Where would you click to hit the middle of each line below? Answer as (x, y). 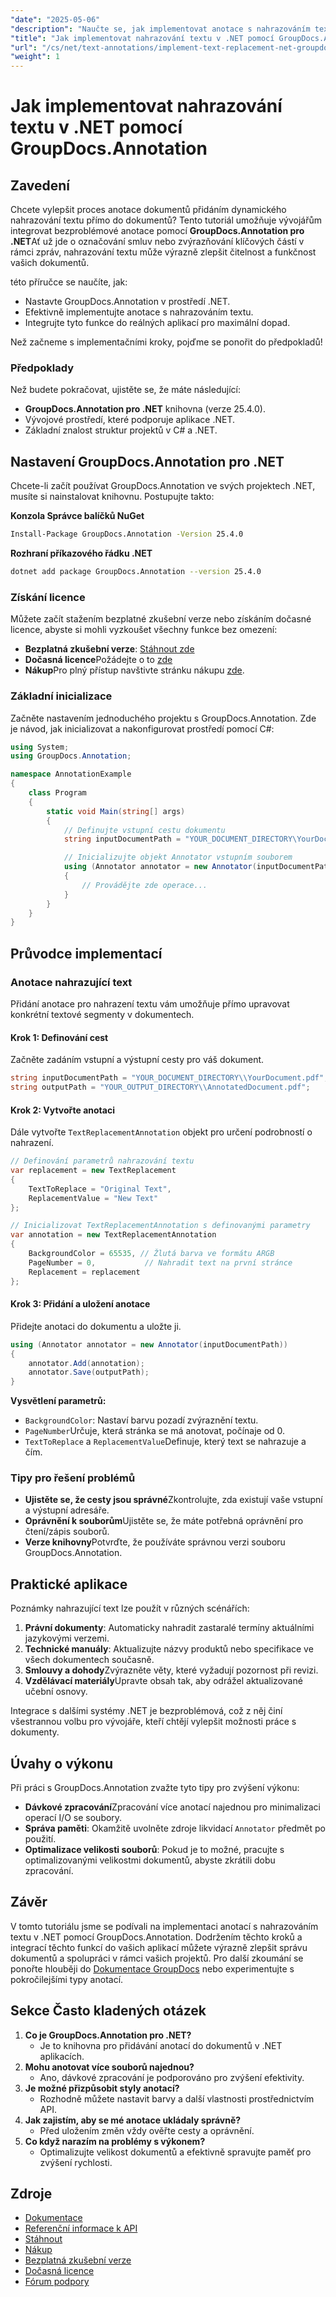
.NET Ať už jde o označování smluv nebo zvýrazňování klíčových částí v (157, 242)
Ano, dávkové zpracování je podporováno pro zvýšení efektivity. (172, 2077)
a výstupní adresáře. (67, 1510)
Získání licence (48, 597)
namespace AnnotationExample (71, 774)
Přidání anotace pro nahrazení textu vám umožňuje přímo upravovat (150, 1004)
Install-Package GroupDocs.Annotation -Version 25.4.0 (127, 534)
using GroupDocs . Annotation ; (71, 756)
